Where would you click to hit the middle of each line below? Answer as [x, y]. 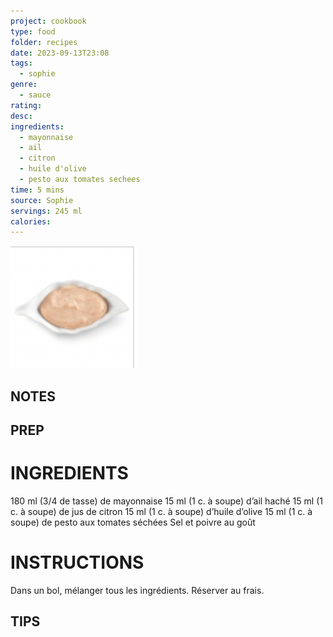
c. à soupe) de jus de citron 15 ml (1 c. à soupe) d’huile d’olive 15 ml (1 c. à [161, 511]
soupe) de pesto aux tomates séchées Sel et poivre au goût [133, 522]
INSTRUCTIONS [77, 562]
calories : [31, 221]
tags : [21, 63]
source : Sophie [42, 200]
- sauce [35, 95]
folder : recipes [44, 42]
